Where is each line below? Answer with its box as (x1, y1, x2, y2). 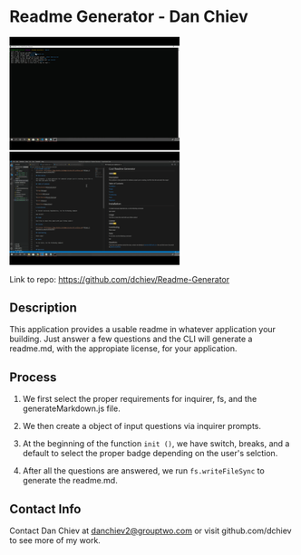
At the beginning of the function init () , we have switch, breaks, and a (22, 438, 290, 449)
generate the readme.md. (22, 475, 118, 486)
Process (9, 369, 57, 385)
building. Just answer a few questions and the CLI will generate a (9, 333, 253, 345)
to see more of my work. (9, 535, 102, 546)
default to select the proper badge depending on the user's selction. (22, 448, 278, 459)
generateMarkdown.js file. (22, 403, 121, 414)
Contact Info (9, 501, 82, 517)
